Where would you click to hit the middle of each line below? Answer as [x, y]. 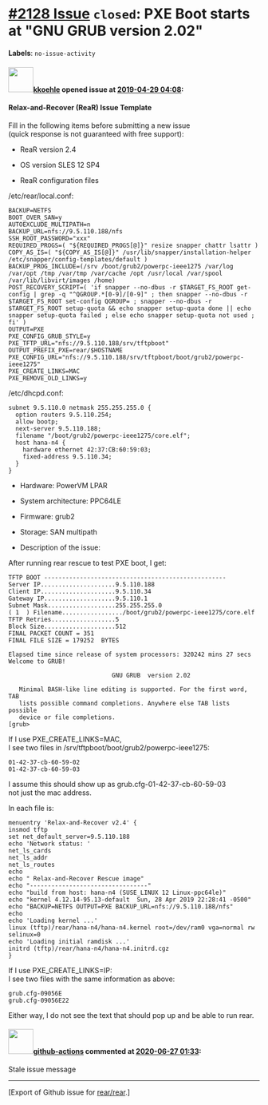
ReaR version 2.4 [48, 149]
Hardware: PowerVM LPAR [63, 485]
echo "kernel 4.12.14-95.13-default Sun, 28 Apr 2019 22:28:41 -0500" [130, 900]
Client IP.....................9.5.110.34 [80, 591]
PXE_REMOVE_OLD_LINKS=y [48, 378]
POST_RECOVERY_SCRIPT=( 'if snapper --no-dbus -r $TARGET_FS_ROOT [121, 287]
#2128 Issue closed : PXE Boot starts [129, 14]
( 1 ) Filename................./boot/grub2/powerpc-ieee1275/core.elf [132, 612]
